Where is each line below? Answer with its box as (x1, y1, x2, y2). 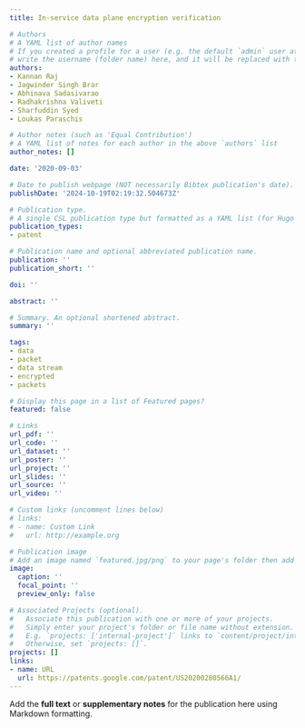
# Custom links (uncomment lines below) (9, 505, 165, 514)
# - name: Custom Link (9, 522, 95, 532)
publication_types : (9, 222, 84, 232)
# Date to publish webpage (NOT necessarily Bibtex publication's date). (9, 180, 295, 189)
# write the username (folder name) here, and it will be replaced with (9, 55, 290, 65)
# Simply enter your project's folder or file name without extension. (9, 623, 295, 632)
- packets (9, 380, 47, 389)
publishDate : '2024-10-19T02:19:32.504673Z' (9, 188, 181, 198)
